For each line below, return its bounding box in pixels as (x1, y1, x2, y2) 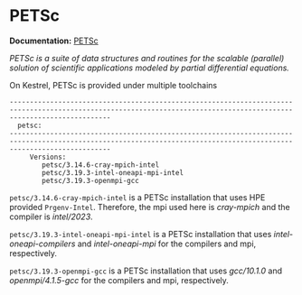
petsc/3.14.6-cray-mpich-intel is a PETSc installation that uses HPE (9, 191, 266, 203)
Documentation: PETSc (9, 35, 99, 46)
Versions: (29, 152, 67, 161)
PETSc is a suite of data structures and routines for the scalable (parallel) (9, 52, 285, 63)
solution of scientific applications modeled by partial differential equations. (9, 62, 289, 73)
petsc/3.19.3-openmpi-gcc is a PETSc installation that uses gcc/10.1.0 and (9, 265, 283, 276)
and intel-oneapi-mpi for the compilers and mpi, (77, 238, 257, 249)
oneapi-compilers (9, 238, 76, 249)
